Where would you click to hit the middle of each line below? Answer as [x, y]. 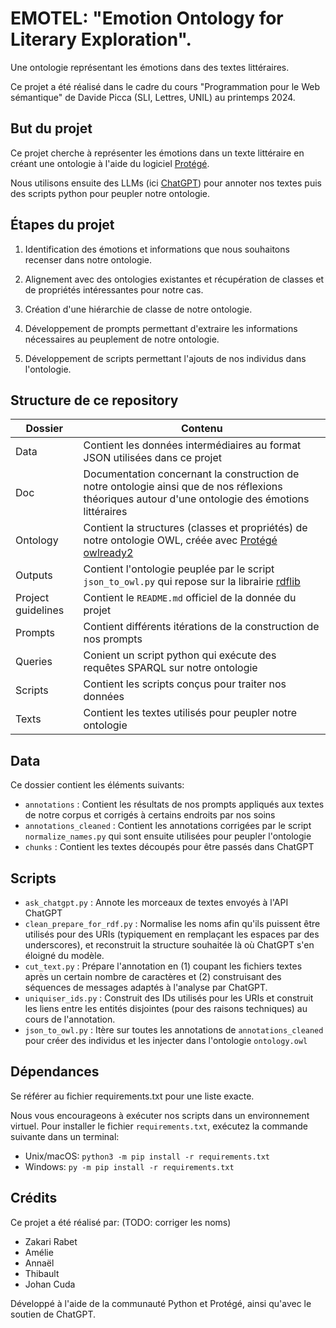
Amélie [39, 1252]
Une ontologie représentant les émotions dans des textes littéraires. [150, 67]
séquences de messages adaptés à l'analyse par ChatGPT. [146, 987]
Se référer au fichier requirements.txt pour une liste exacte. [132, 1096]
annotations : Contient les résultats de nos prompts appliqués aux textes [174, 804]
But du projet [51, 128]
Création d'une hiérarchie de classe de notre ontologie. [138, 309]
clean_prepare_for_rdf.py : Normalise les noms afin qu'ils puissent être [172, 923]
